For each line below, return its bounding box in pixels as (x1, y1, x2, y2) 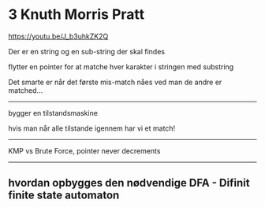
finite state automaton (8, 189, 120, 202)
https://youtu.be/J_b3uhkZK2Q (8, 31, 109, 41)
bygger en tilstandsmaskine (8, 108, 99, 117)
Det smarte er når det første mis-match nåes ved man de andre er (8, 77, 222, 87)
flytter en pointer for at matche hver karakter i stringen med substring (8, 61, 234, 72)
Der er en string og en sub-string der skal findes (8, 46, 166, 56)
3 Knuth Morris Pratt (8, 6, 145, 24)
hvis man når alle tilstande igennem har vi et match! (8, 124, 176, 133)
